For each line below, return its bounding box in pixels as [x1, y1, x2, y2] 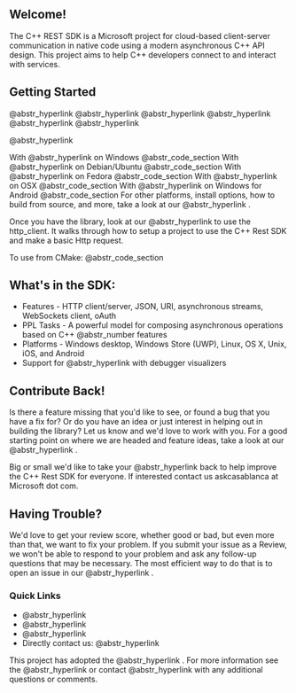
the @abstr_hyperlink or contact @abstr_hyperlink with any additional [9, 665, 263, 675]
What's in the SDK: [9, 278, 116, 293]
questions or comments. [9, 674, 98, 685]
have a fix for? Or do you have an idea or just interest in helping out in [9, 417, 263, 427]
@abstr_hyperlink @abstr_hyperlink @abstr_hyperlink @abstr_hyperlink [9, 108, 271, 119]
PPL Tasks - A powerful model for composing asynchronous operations [21, 320, 284, 331]
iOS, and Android [21, 348, 85, 359]
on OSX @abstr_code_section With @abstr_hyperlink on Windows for [9, 180, 262, 191]
